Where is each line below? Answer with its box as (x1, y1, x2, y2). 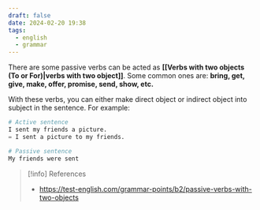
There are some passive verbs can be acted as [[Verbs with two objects (8, 62, 245, 72)
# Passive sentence (8, 147, 72, 155)
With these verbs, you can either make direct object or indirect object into (8, 95, 247, 104)
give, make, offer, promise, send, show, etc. (8, 80, 154, 89)
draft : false (8, 11, 51, 20)
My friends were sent (8, 155, 80, 163)
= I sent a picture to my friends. (8, 133, 125, 141)
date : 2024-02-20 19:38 (8, 19, 87, 27)
